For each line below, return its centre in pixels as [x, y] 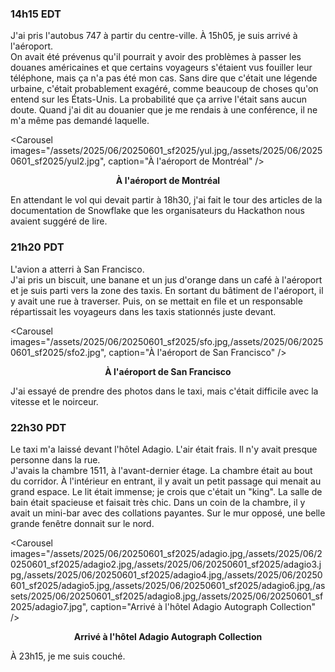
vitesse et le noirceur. [54, 401]
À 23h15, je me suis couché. [68, 656]
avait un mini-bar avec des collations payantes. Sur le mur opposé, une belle [168, 513]
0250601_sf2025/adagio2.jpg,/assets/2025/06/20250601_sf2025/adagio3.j [166, 564]
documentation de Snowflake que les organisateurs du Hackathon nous [157, 211]
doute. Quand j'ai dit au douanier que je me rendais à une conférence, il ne [164, 110]
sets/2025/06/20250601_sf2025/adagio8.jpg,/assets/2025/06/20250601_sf [167, 596]
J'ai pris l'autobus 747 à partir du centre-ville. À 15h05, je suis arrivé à [154, 36]
